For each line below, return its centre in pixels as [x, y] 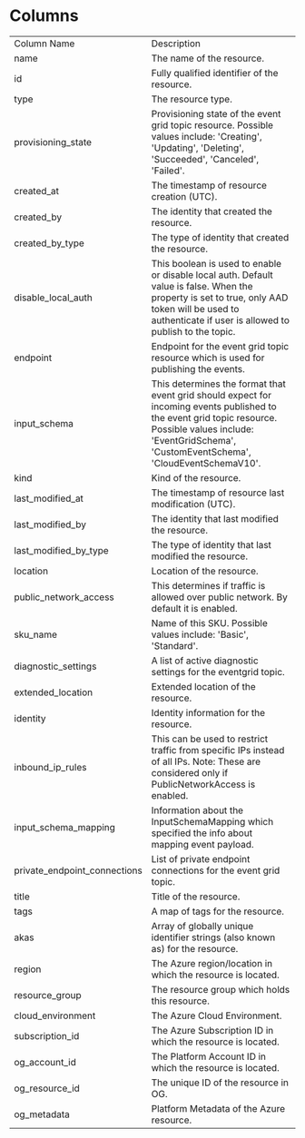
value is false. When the [202, 286]
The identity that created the [212, 211]
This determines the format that [218, 384]
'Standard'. [175, 645]
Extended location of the [203, 686]
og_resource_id [47, 1088]
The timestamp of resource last [218, 493]
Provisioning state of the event [216, 113]
